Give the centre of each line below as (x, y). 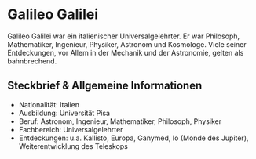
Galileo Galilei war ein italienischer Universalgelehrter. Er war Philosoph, (124, 36)
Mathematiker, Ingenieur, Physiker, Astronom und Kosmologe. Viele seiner (127, 44)
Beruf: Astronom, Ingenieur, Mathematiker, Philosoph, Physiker (120, 121)
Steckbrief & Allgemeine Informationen (105, 86)
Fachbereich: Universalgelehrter (71, 129)
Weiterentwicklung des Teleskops (73, 146)
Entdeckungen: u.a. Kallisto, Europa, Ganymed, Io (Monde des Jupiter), (133, 138)
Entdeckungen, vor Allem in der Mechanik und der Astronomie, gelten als (126, 52)
